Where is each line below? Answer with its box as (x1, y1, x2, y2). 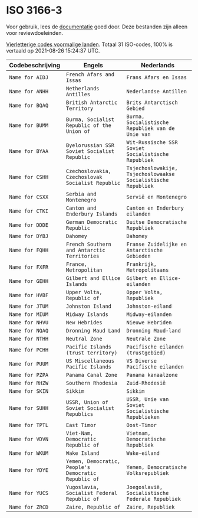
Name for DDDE (9, 221, 49, 228)
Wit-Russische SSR (126, 139, 178, 145)
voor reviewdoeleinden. (6, 29, 64, 36)
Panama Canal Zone (65, 372, 118, 378)
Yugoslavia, (65, 484, 100, 490)
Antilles (65, 91, 90, 97)
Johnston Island (65, 302, 112, 310)
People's (65, 464, 90, 470)
